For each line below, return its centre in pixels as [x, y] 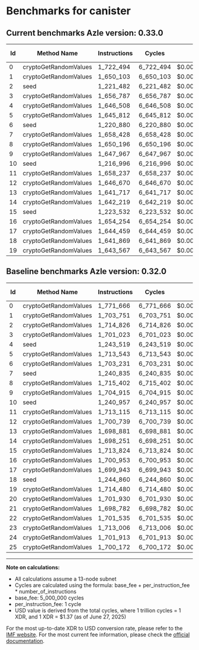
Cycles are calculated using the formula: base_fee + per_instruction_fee [102, 585]
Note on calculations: [33, 567]
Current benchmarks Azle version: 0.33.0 [85, 33]
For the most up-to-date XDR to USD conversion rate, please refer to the [94, 628]
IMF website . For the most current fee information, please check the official [98, 635]
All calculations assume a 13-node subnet [65, 579]
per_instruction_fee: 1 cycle [48, 604]
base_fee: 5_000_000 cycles [49, 598]
